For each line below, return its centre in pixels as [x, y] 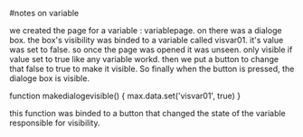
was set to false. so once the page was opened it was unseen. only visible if [151, 50]
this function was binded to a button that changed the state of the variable [148, 113]
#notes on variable [44, 13]
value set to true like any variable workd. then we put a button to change [144, 59]
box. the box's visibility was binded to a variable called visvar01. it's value [147, 40]
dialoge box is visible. [50, 78]
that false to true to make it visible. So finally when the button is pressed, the [152, 68]
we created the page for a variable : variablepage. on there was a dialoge [146, 30]
